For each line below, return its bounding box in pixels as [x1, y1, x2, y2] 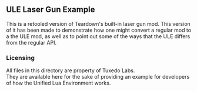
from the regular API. [6, 39, 57, 46]
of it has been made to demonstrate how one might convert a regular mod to [6, 26, 192, 33]
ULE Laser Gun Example [6, 5, 95, 15]
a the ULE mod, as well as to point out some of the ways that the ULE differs [6, 32, 191, 40]
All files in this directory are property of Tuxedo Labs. [6, 67, 135, 74]
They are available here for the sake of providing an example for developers [6, 73, 190, 80]
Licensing [6, 53, 35, 62]
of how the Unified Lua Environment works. [6, 79, 111, 87]
